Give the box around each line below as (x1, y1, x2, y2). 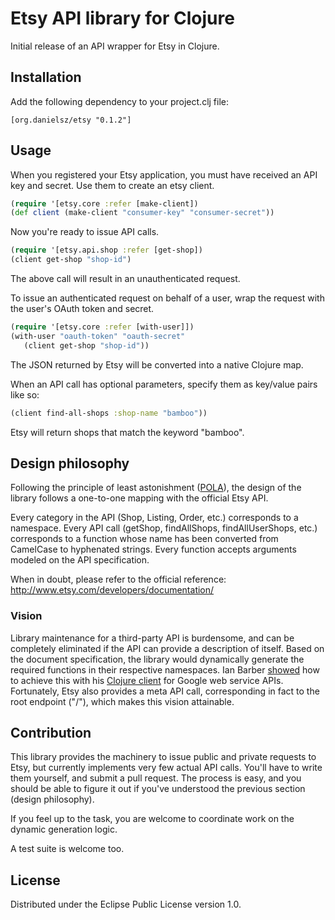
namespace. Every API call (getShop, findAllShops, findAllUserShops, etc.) (10, 522, 318, 534)
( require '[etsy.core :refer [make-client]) (10, 198, 199, 209)
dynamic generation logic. (10, 823, 118, 836)
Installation (10, 69, 82, 86)
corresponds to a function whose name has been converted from (10, 533, 279, 545)
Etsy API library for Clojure (10, 7, 235, 30)
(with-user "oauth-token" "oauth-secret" (10, 331, 186, 341)
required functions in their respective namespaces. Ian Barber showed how (10, 663, 320, 676)
